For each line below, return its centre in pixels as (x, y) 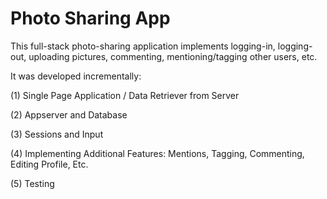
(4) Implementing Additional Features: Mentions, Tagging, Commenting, (157, 153)
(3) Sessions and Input (57, 134)
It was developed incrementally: (76, 76)
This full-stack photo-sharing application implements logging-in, (143, 46)
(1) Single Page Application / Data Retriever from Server (125, 95)
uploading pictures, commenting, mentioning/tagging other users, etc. (173, 56)
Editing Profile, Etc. (49, 164)
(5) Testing (32, 183)
